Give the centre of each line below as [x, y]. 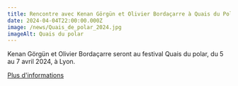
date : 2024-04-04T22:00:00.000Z [55, 21]
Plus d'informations [36, 75]
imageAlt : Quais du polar [45, 34]
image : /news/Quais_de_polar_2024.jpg [64, 27]
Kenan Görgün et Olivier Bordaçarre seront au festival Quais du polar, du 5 [115, 54]
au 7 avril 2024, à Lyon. [41, 62]
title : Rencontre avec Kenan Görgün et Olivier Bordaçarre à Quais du [114, 14]
